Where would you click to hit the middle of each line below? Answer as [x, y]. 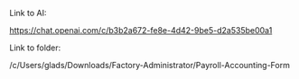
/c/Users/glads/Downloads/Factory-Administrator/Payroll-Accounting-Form [150, 65]
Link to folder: [35, 48]
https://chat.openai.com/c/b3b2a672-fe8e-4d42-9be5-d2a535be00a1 [141, 30]
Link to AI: [28, 13]
